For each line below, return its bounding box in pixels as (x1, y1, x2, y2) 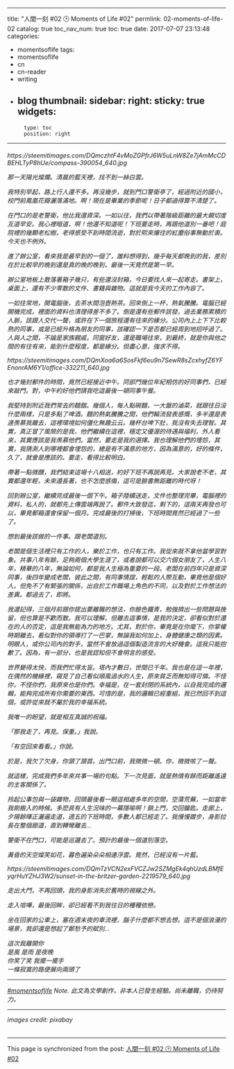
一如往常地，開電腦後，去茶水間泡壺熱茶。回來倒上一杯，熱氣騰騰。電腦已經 (7, 299, 226, 308)
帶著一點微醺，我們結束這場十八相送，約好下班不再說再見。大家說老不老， (7, 468, 220, 476)
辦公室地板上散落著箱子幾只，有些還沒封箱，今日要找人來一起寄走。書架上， (7, 276, 226, 284)
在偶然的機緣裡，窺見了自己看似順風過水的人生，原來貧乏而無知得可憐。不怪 (7, 672, 226, 680)
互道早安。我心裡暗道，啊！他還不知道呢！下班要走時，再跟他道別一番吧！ (7, 220, 220, 228)
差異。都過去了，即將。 (7, 591, 74, 599)
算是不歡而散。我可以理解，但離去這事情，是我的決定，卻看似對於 (31, 614, 220, 622)
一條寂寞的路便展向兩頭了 (7, 966, 81, 974)
